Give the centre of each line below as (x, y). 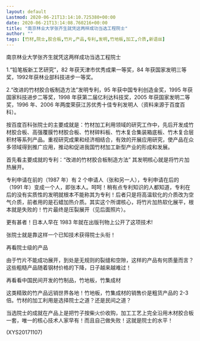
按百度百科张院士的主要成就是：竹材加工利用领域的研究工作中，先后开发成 (97, 125)
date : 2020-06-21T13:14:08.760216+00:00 (57, 23)
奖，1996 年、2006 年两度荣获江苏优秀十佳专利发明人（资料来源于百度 (93, 104)
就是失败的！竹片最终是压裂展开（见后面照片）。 (70, 209)
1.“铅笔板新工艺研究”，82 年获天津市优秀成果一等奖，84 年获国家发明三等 (96, 70)
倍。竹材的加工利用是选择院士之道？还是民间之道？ (69, 300)
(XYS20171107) (24, 332)
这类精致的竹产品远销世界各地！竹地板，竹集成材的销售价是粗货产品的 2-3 (97, 293)
